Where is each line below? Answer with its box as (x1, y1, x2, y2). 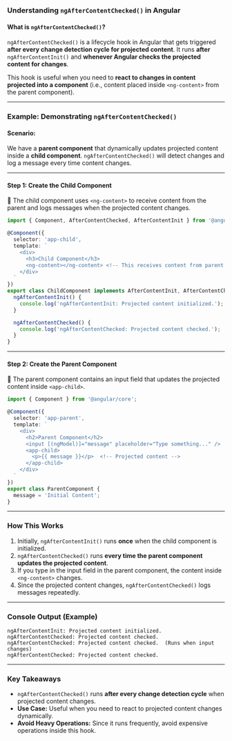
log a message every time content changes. (7, 159, 132, 167)
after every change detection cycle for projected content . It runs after (7, 46, 211, 54)
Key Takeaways (7, 674, 61, 684)
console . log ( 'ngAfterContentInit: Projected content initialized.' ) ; (19, 300, 224, 307)
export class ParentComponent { (7, 485, 100, 492)
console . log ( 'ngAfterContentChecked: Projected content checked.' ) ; (19, 325, 221, 333)
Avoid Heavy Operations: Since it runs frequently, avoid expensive (17, 719, 209, 727)
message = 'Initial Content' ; (13, 492, 100, 499)
